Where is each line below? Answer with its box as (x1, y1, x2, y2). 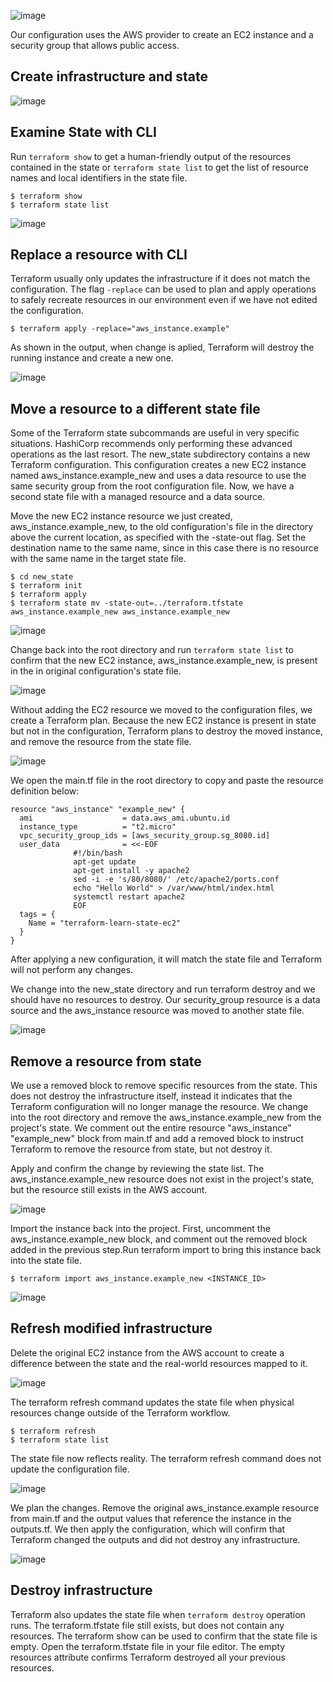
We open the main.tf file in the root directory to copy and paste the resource (10, 775, 324, 787)
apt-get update (73, 857, 137, 867)
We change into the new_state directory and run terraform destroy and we (10, 983, 316, 995)
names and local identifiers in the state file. (10, 171, 188, 184)
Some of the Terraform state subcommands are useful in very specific (10, 427, 300, 439)
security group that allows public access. (10, 40, 180, 51)
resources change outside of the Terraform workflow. (10, 1406, 231, 1419)
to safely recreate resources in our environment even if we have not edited (10, 294, 318, 306)
